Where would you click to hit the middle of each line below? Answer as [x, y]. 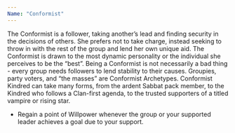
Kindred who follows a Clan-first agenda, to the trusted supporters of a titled [118, 93]
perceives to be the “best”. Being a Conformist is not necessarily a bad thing [117, 63]
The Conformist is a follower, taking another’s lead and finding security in [113, 34]
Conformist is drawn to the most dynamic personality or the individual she [114, 56]
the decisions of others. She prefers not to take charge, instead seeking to [115, 41]
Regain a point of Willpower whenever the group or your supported [114, 114]
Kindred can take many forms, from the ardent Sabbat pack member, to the [116, 85]
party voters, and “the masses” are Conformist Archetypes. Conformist [110, 78]
